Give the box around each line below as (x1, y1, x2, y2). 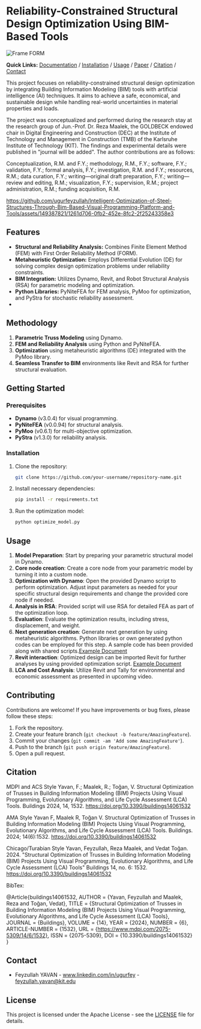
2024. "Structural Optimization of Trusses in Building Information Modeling (6, 851, 191, 858)
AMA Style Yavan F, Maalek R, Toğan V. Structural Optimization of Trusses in (6, 813, 196, 821)
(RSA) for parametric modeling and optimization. (14, 281, 135, 289)
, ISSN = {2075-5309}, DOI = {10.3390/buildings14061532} (47, 932, 193, 939)
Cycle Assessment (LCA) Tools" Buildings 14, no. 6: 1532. (6, 863, 148, 871)
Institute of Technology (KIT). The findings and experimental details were (6, 142, 187, 149)
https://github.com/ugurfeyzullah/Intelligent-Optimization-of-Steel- (6, 197, 172, 204)
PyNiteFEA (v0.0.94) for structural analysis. (14, 421, 124, 429)
